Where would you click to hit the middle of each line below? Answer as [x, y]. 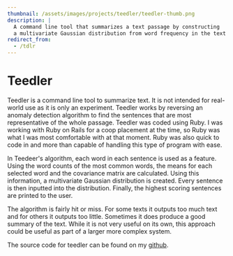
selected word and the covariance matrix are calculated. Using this [103, 173]
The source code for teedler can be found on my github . [88, 245]
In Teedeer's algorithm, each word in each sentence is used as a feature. [112, 158]
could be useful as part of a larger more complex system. [90, 231]
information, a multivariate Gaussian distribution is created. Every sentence [115, 180]
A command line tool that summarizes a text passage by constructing [116, 27]
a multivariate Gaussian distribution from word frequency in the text [120, 33]
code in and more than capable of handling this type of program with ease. [115, 145]
